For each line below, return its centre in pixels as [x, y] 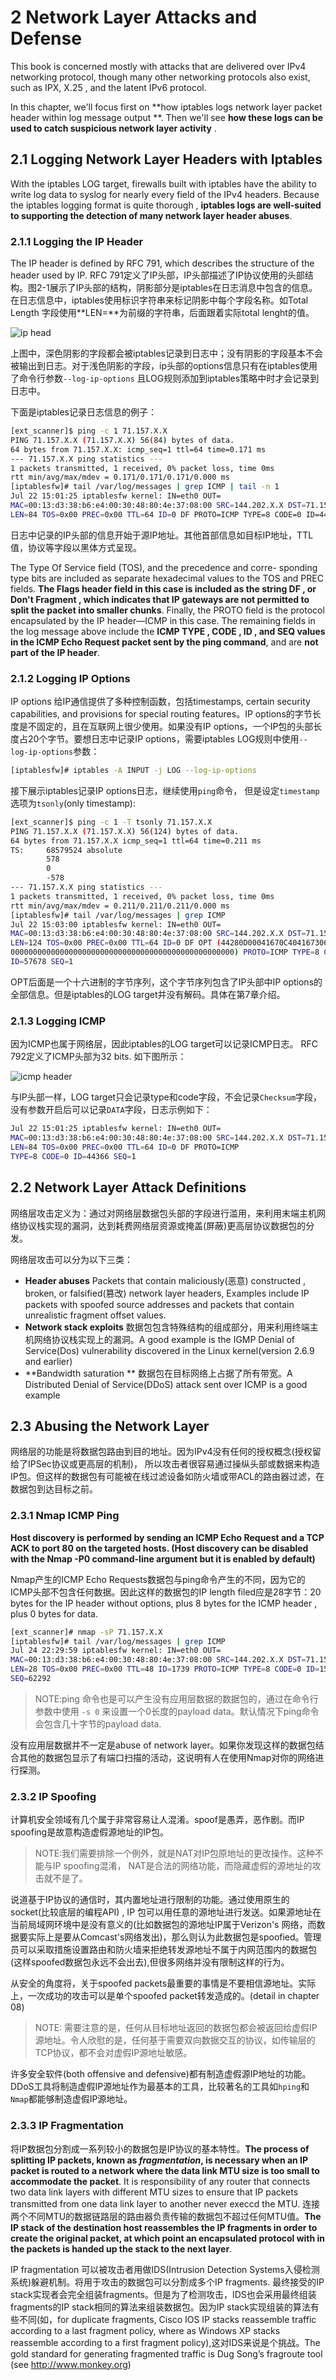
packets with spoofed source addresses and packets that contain [159, 1304]
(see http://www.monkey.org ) [71, 2364]
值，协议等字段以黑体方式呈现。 [76, 547]
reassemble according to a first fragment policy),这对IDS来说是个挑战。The [165, 2342]
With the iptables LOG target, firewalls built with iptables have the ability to [163, 183]
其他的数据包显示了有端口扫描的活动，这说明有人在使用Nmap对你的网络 [167, 1757]
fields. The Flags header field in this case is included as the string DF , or [163, 588]
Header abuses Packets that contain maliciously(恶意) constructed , [165, 1280]
